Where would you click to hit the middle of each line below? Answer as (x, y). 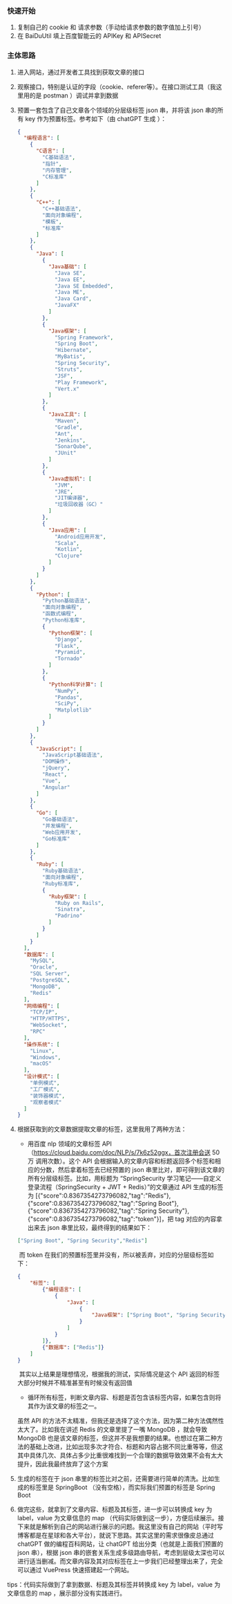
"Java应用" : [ (67, 530)
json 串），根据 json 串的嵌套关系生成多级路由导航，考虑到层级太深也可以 (121, 1553)
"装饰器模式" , (48, 1096)
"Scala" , (67, 543)
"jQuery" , (56, 768)
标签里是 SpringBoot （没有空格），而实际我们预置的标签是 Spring (122, 1487)
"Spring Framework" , (84, 337)
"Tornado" (68, 659)
